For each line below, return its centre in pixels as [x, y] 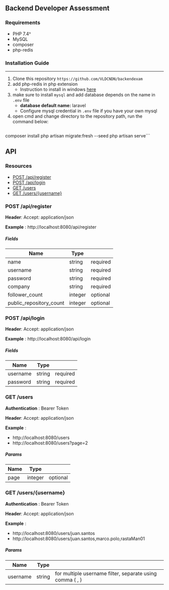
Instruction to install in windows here [58, 89]
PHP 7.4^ [22, 34]
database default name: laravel [53, 105]
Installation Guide [27, 63]
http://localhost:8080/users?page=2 [50, 443]
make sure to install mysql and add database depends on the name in [84, 94]
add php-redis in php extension [45, 84]
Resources [19, 166]
